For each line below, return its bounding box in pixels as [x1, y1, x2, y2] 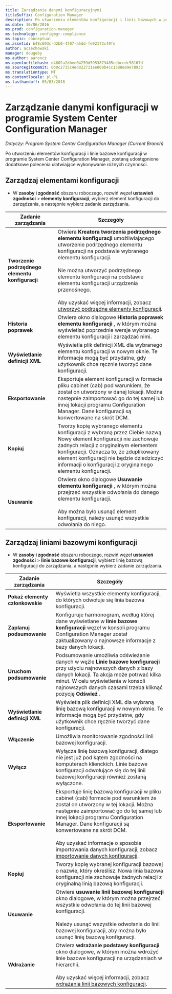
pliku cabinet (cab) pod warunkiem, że [57, 382, 150, 389]
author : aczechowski [5, 46, 50, 51]
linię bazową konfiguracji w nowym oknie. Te [55, 705, 163, 713]
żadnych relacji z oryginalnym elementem [57, 441, 158, 449]
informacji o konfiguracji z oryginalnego [57, 461, 153, 468]
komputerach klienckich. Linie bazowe [55, 760, 148, 768]
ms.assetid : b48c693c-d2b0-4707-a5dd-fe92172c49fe [5, 41, 116, 46]
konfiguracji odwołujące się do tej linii [55, 767, 146, 774]
